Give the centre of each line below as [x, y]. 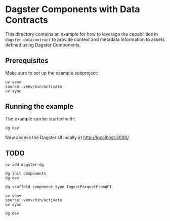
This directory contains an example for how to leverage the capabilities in [82, 34]
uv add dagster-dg [25, 165]
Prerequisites [27, 61]
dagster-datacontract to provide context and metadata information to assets [85, 39]
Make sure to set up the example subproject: [52, 73]
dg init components [26, 174]
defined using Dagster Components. [43, 45]
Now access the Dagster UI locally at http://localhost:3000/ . [68, 137]
